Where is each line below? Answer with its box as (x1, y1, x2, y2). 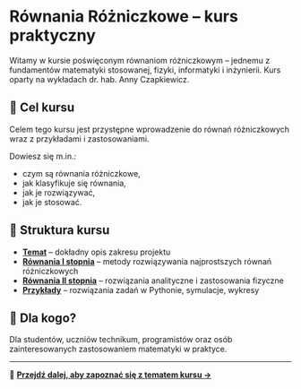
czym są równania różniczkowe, (21, 168, 141, 178)
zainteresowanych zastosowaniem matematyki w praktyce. (9, 343, 228, 355)
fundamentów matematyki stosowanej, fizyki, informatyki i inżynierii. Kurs (9, 65, 281, 75)
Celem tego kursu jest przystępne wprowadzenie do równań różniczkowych (9, 124, 289, 134)
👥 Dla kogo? (9, 310, 77, 325)
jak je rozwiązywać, (21, 186, 96, 198)
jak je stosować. (21, 196, 82, 207)
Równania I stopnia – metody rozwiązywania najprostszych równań (21, 255, 272, 266)
